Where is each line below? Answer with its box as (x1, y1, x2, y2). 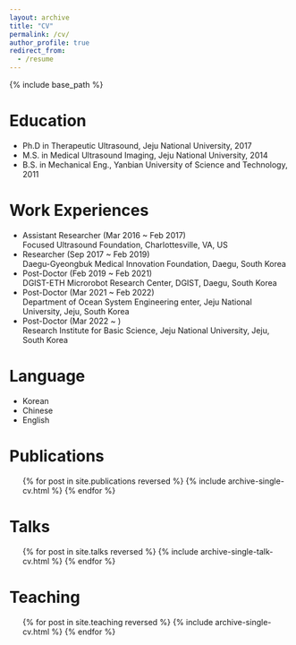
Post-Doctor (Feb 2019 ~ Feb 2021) (21, 268, 153, 279)
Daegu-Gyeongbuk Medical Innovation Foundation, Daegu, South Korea (21, 258, 286, 269)
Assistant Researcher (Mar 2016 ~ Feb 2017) (21, 229, 186, 240)
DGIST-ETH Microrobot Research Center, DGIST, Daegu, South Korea (21, 277, 277, 288)
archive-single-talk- (199, 546, 274, 556)
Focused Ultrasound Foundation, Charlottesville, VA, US (21, 239, 228, 250)
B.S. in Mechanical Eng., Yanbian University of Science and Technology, (21, 159, 288, 170)
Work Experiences (9, 201, 149, 220)
